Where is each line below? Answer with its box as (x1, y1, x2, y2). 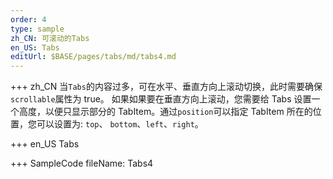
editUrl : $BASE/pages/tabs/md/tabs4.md (10, 52, 177, 62)
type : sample (10, 24, 65, 34)
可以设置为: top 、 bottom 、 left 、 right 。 (36, 118, 204, 130)
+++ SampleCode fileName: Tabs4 (10, 157, 154, 170)
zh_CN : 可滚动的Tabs (10, 33, 90, 43)
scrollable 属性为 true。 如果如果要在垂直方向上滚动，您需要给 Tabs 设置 (10, 93, 312, 105)
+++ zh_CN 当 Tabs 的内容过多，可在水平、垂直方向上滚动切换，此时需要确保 (10, 81, 323, 93)
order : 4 (10, 14, 47, 25)
